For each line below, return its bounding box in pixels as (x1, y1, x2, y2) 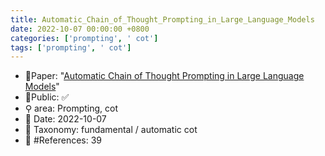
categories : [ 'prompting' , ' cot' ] (10, 33, 159, 43)
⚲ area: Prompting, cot (24, 102, 118, 115)
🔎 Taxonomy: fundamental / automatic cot (24, 124, 198, 136)
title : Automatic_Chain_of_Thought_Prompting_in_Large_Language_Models (10, 14, 315, 25)
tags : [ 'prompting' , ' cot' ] (10, 42, 132, 53)
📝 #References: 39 (24, 134, 103, 146)
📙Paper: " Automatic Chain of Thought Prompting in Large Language (24, 70, 305, 82)
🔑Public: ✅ (24, 91, 70, 103)
